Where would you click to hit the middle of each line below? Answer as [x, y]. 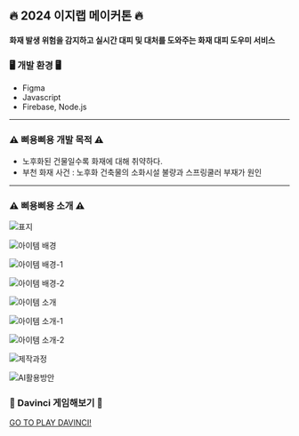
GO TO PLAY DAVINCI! [50, 423]
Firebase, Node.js [54, 107]
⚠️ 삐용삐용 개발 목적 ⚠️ [57, 140]
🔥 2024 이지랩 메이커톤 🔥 [77, 16]
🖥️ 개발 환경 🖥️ [36, 65]
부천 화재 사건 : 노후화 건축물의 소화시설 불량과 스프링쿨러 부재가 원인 [142, 172]
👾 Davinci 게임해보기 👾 [56, 402]
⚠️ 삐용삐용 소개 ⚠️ [47, 205]
